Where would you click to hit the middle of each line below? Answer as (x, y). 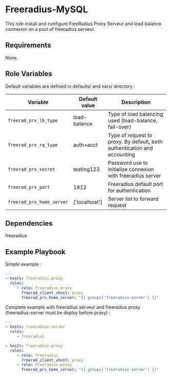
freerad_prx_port (29, 187)
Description (136, 102)
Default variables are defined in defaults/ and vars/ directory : (70, 86)
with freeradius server (134, 176)
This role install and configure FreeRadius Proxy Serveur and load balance (83, 24)
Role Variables (29, 74)
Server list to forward (133, 199)
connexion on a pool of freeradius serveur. (50, 29)
